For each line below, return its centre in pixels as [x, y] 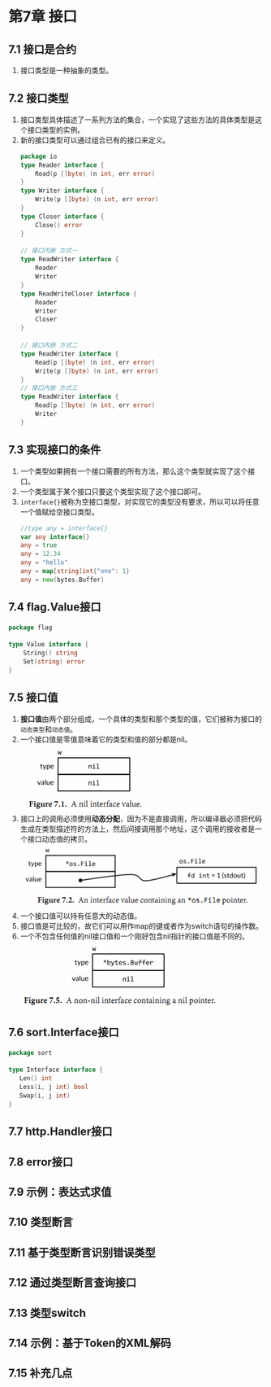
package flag [30, 628]
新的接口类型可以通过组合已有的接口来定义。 [95, 140]
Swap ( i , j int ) [45, 1096]
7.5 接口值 [33, 698]
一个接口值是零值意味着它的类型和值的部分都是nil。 [106, 739]
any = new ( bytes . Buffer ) [62, 580]
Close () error [59, 225]
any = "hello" [44, 562]
